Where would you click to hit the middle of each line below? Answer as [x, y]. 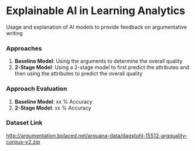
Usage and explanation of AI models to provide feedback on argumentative [97, 27]
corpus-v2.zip [23, 142]
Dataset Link [24, 123]
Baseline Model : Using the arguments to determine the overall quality [98, 61]
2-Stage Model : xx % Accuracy [53, 108]
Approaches [24, 48]
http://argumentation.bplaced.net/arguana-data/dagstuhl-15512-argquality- [97, 135]
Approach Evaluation [37, 89]
